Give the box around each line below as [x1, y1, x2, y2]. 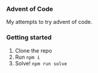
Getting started [6, 34, 52, 42]
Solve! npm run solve [14, 59, 67, 67]
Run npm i [14, 53, 40, 60]
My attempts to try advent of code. [6, 19, 93, 26]
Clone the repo [14, 47, 52, 54]
